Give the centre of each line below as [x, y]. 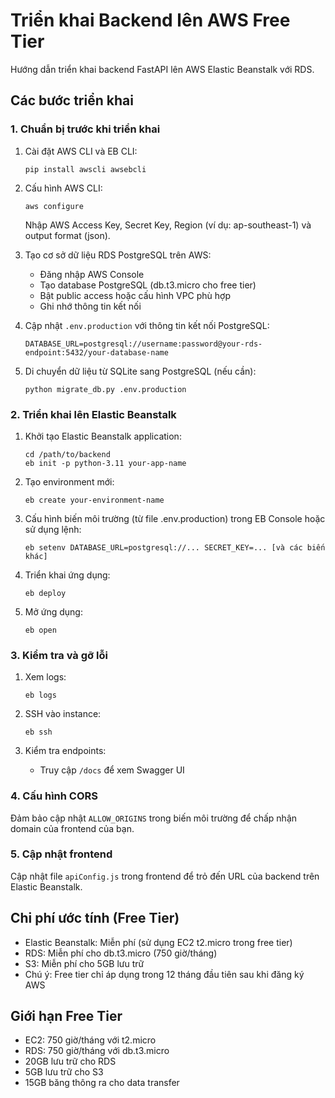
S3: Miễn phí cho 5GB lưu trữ [84, 963]
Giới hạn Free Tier [66, 1016]
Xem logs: [45, 677]
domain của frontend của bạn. [72, 828]
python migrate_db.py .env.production [105, 389]
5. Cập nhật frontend [61, 854]
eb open [40, 630]
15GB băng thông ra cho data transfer [102, 1083]
